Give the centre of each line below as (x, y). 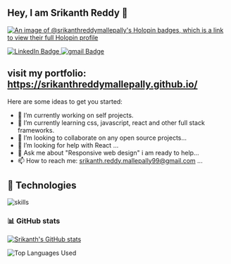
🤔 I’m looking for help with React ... (68, 145)
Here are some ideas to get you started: (65, 101)
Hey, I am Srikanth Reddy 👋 (68, 13)
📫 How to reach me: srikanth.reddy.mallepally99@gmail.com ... (110, 160)
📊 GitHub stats (34, 221)
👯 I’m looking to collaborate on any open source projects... (102, 138)
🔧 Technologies (42, 185)
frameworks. (36, 130)
